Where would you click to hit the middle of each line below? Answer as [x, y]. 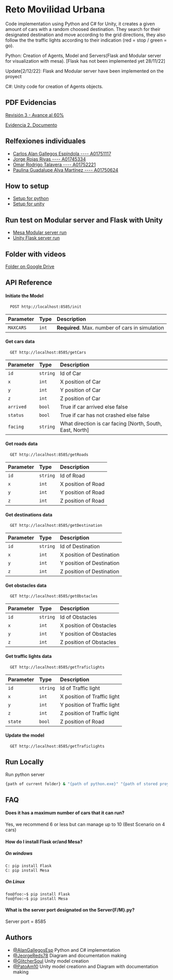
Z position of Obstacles [88, 643]
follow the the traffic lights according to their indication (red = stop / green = [86, 40]
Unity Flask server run [36, 238]
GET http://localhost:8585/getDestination [56, 526]
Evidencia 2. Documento [31, 125]
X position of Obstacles [88, 626]
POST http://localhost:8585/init [46, 307]
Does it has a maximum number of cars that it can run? [65, 813]
